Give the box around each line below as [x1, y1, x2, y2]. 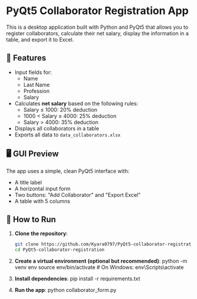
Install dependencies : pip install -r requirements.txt [14, 275, 141, 283]
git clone [14, 241, 39, 247]
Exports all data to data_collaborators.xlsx [14, 131, 121, 138]
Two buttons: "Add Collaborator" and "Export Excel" [14, 191, 141, 198]
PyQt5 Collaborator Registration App [6, 4, 189, 18]
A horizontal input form [14, 185, 71, 192]
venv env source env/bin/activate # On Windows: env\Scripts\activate [14, 264, 184, 271]
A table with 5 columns [14, 197, 71, 204]
